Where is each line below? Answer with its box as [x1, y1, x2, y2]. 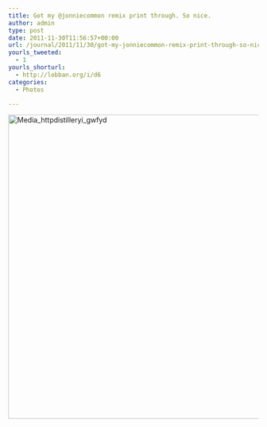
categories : [8, 78, 48, 86]
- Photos [15, 85, 44, 94]
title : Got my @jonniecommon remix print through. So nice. [8, 11, 212, 20]
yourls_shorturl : [8, 64, 66, 72]
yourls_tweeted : [8, 49, 62, 56]
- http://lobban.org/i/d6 [15, 71, 102, 79]
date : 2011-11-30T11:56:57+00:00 [8, 33, 119, 42]
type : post [8, 26, 44, 34]
